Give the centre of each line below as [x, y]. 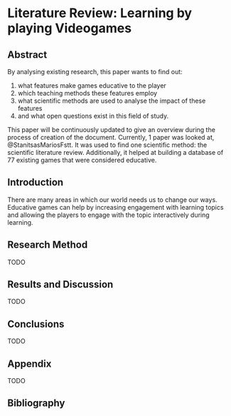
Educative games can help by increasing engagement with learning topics [116, 207]
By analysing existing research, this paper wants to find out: [95, 72]
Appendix [29, 364]
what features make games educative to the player [92, 86]
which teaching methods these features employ [87, 93]
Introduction [36, 182]
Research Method [48, 245]
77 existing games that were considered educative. [82, 160]
